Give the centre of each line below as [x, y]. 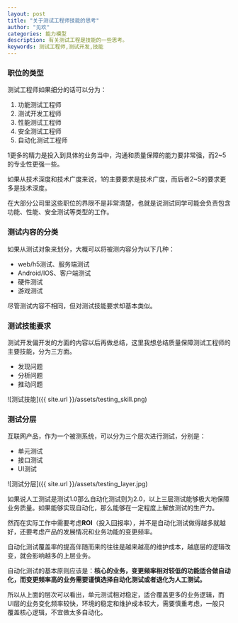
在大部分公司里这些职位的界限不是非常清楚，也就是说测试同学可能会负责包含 [119, 203]
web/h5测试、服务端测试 [53, 264]
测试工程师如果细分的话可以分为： [57, 90]
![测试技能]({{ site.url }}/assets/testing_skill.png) [77, 399]
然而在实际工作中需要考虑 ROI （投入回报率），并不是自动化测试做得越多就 [113, 523]
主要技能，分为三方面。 [41, 351]
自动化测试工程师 [42, 140]
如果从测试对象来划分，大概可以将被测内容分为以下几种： [91, 249]
